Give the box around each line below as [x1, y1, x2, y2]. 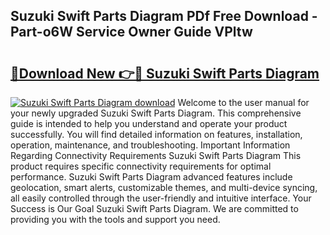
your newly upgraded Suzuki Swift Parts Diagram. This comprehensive [10, 107, 302, 119]
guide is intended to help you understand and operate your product [10, 118, 288, 129]
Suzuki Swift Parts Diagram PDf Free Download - [10, 8, 318, 25]
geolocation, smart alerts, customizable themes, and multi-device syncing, [10, 182, 318, 193]
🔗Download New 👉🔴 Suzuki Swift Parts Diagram [10, 65, 320, 82]
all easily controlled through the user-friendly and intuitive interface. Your [10, 192, 312, 204]
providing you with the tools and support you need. [10, 214, 221, 225]
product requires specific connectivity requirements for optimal [10, 160, 272, 172]
